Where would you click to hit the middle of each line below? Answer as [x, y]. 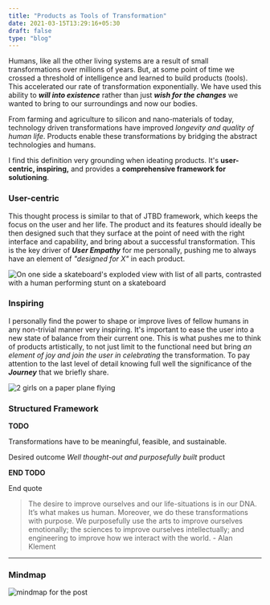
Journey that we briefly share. [59, 372]
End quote [25, 488]
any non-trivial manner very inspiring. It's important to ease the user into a [131, 329]
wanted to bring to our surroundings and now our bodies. [103, 104]
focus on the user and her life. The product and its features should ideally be [135, 224]
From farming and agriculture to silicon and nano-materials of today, [121, 119]
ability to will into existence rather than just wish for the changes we [123, 95]
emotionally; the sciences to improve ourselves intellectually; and [136, 529]
